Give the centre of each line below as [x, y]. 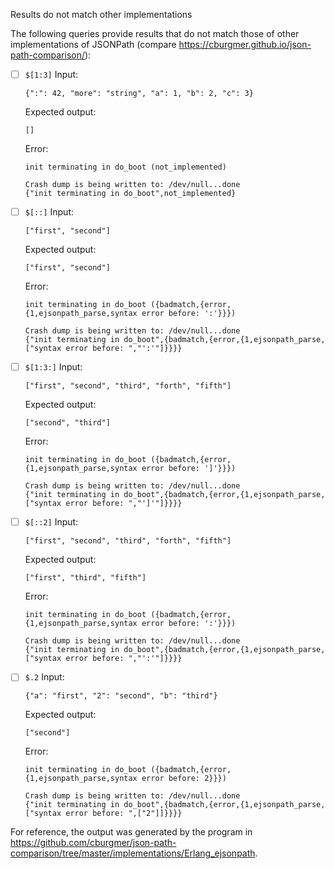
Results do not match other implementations [101, 14]
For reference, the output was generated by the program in [131, 832]
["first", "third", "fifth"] [85, 578]
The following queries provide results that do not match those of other [155, 33]
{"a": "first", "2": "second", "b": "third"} [121, 696]
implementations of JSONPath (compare [93, 44]
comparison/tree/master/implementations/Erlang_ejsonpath [133, 853]
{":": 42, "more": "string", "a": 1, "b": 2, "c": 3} [139, 94]
